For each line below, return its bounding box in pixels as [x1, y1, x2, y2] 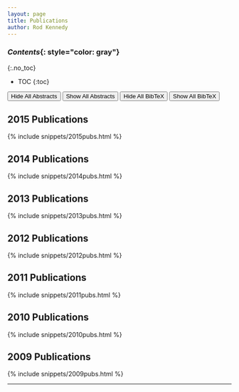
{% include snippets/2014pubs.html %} [7, 172, 123, 180]
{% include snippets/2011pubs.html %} [7, 290, 121, 299]
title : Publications [7, 17, 69, 24]
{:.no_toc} [7, 63, 36, 72]
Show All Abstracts [65, 92, 115, 100]
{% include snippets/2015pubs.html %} [7, 133, 122, 141]
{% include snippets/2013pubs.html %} [7, 212, 122, 220]
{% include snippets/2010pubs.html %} [7, 330, 122, 339]
